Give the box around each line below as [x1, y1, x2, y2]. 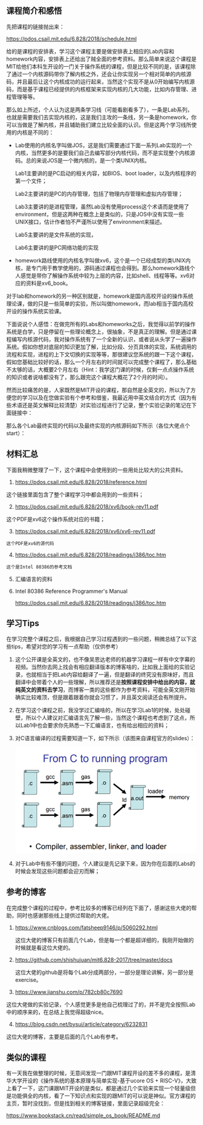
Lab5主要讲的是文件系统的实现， [14, 231, 97, 238]
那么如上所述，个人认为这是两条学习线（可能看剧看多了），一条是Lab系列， [6, 105, 193, 113]
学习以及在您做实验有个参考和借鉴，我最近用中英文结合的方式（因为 [22, 393, 192, 401]
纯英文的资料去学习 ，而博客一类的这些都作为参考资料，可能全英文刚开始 [14, 686, 195, 693]
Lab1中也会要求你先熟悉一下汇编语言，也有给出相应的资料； [20, 722, 170, 729]
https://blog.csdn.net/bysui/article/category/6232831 [14, 1020, 148, 1027]
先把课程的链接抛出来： [6, 23, 65, 30]
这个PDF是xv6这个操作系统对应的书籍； [6, 515, 106, 522]
